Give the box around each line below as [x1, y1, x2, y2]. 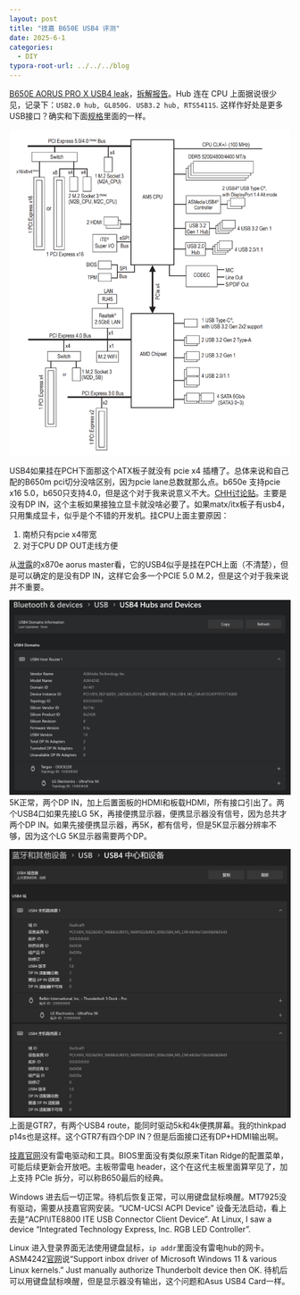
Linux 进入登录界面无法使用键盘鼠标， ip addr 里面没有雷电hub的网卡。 [9, 1242, 270, 1253]
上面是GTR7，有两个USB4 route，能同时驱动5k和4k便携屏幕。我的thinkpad [9, 1120, 287, 1131]
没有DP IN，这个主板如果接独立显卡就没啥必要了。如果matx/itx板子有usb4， [9, 499, 290, 509]
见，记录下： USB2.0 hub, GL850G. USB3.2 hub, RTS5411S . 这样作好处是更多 [9, 99, 284, 110]
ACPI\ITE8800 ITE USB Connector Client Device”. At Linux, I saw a [28, 1214, 272, 1224]
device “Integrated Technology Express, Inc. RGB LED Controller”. [9, 1224, 252, 1235]
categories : [9, 43, 54, 52]
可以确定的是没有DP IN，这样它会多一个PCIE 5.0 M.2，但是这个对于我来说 [16, 570, 289, 581]
